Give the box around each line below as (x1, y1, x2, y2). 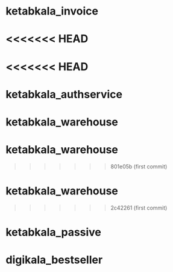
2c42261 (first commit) (110, 204, 168, 211)
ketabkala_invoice (5, 4, 99, 18)
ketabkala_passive (5, 225, 102, 239)
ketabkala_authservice (5, 87, 123, 101)
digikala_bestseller (5, 253, 103, 267)
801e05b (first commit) (110, 162, 168, 170)
